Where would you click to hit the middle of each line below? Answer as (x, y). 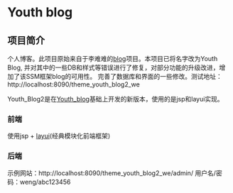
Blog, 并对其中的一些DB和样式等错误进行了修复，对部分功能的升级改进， (113, 67)
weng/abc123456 (45, 182)
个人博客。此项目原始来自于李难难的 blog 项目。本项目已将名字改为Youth (113, 59)
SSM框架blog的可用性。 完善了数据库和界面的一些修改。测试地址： (124, 76)
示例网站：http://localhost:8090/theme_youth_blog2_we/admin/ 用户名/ (112, 173)
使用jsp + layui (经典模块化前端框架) (59, 136)
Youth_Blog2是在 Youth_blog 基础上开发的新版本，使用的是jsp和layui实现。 (115, 99)
